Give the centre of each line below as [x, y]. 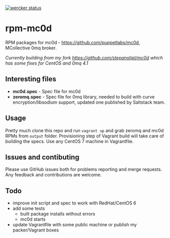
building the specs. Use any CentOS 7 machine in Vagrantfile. [70, 141]
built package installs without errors [58, 214]
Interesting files [31, 79]
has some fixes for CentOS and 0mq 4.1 [47, 63]
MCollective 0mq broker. [31, 48]
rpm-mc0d [29, 28]
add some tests [29, 209]
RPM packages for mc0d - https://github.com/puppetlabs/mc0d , [73, 42]
